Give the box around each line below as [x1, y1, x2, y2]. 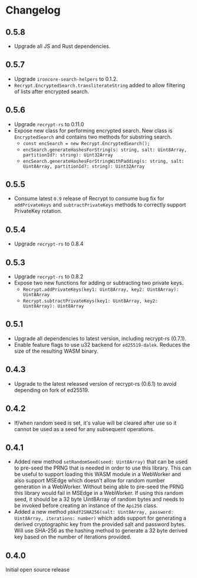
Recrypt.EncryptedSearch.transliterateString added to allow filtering [14, 81, 185, 88]
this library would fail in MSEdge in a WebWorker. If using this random [14, 490, 183, 497]
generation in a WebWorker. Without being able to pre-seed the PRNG [14, 483, 184, 490]
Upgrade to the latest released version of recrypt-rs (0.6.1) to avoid [14, 380, 177, 387]
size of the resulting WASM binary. [14, 347, 98, 354]
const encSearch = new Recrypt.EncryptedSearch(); [22, 140, 150, 146]
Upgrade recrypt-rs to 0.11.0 [14, 120, 84, 127]
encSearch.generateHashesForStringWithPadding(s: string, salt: [22, 158, 185, 164]
